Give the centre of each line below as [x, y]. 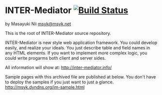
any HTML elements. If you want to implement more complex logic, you [76, 53]
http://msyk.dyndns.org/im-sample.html [45, 87]
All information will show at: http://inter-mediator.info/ [58, 67]
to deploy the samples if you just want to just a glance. [59, 82]
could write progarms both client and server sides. [55, 58]
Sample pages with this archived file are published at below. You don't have [81, 77]
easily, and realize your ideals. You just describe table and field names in [78, 47]
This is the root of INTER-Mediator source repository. [58, 33]
